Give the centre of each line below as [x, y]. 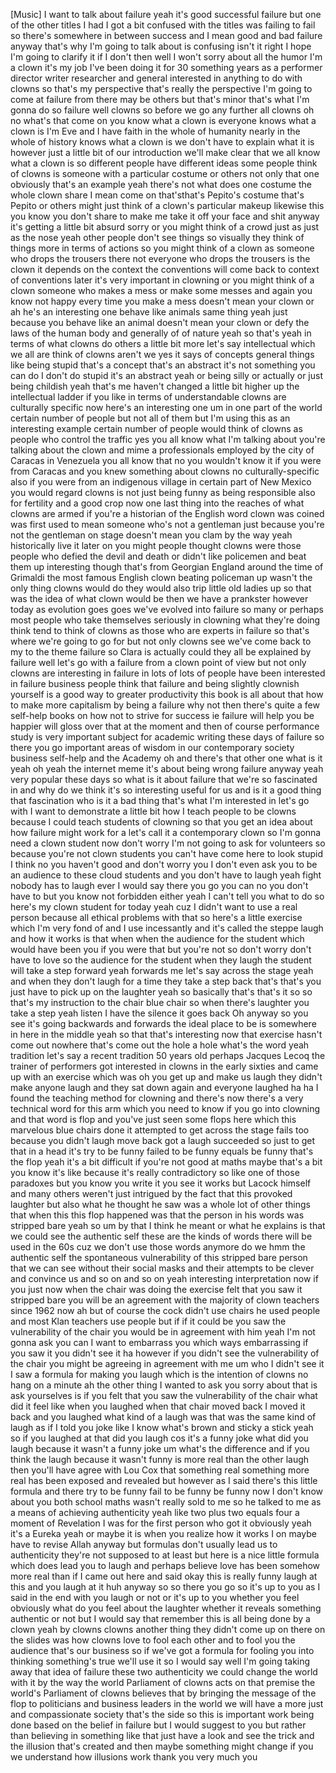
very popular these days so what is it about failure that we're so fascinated [164, 779]
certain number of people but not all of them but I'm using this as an [150, 418]
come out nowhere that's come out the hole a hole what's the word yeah [160, 1045]
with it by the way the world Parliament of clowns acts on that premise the [163, 1682]
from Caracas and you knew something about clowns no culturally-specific [165, 471]
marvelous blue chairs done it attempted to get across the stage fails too [160, 1130]
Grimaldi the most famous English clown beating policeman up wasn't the [161, 577]
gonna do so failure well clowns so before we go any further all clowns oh [162, 110]
